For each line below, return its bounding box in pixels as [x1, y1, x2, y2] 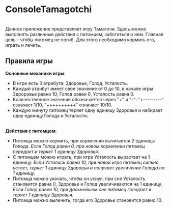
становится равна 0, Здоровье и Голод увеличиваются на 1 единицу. [12, 181, 163, 187]
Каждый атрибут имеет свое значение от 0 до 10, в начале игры [12, 85, 153, 92]
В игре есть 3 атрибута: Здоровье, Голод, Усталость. [12, 80, 128, 86]
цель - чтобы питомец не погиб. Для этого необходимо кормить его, [5, 37, 156, 43]
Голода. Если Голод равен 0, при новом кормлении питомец [12, 143, 145, 149]
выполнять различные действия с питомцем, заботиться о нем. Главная [5, 31, 164, 37]
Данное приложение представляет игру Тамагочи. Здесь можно [5, 25, 147, 32]
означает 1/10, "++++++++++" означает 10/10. [12, 102, 113, 108]
